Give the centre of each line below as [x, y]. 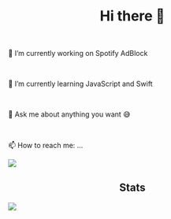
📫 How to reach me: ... [46, 145]
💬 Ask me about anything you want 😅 [69, 114]
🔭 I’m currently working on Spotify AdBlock [78, 53]
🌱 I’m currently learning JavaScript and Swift [80, 84]
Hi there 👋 [132, 16]
